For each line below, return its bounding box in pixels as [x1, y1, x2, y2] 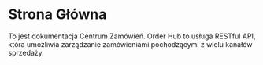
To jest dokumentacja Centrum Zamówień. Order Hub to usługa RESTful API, [8, 31, 256, 41]
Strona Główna [8, 5, 107, 23]
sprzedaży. [8, 48, 45, 57]
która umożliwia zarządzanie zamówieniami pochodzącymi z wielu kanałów [8, 39, 253, 49]
